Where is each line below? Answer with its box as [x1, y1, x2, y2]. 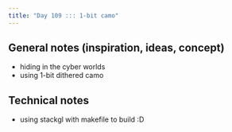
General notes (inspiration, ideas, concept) [8, 41, 225, 55]
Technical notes [8, 93, 90, 107]
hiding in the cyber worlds [19, 62, 106, 72]
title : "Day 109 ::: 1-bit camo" [8, 11, 119, 20]
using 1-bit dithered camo [19, 71, 104, 80]
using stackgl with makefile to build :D [19, 115, 145, 124]
